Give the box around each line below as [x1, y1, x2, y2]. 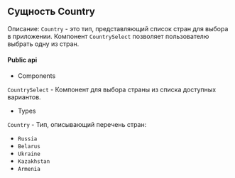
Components [17, 72, 56, 80]
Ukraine [17, 150, 40, 158]
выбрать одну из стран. [7, 39, 80, 48]
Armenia [17, 166, 40, 173]
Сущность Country [7, 6, 96, 18]
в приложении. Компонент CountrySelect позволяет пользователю [7, 32, 209, 40]
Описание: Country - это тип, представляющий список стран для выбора [7, 24, 229, 33]
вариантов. [7, 93, 41, 101]
